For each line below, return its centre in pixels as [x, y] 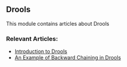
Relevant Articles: [32, 38]
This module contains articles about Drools [58, 23]
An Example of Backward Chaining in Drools [68, 58]
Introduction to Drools [41, 51]
